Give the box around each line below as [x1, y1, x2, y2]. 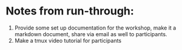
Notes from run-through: [5, 4, 134, 18]
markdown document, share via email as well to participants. [14, 30, 167, 37]
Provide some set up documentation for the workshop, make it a [14, 24, 177, 31]
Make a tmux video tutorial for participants [14, 37, 122, 44]
